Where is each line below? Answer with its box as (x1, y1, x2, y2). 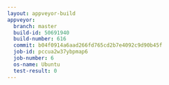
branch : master (13, 23, 57, 29)
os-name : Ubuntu (13, 61, 60, 68)
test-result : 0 (13, 67, 57, 74)
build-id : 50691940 (13, 29, 70, 36)
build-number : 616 (13, 36, 67, 42)
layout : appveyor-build (7, 10, 76, 17)
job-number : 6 (13, 55, 54, 62)
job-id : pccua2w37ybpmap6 (13, 49, 89, 56)
